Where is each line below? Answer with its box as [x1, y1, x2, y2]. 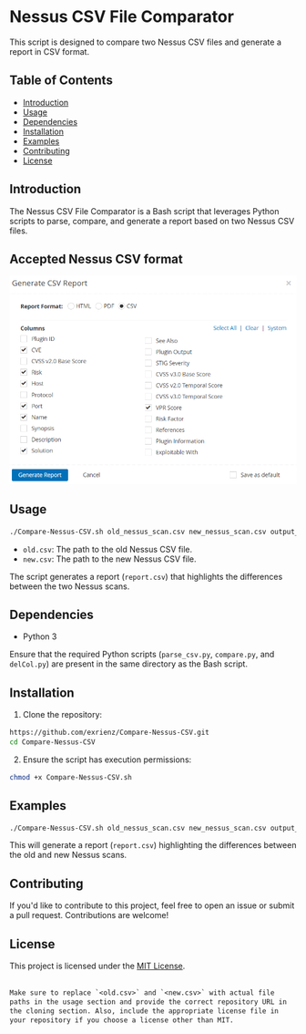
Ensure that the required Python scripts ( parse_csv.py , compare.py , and [9, 649, 275, 660]
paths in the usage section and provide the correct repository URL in [9, 998, 287, 1007]
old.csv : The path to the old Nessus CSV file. [22, 543, 193, 554]
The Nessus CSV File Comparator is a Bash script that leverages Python [9, 205, 280, 216]
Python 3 [22, 631, 57, 642]
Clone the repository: [22, 709, 103, 720]
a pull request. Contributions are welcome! [9, 910, 169, 921]
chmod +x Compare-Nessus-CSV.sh [9, 772, 132, 781]
